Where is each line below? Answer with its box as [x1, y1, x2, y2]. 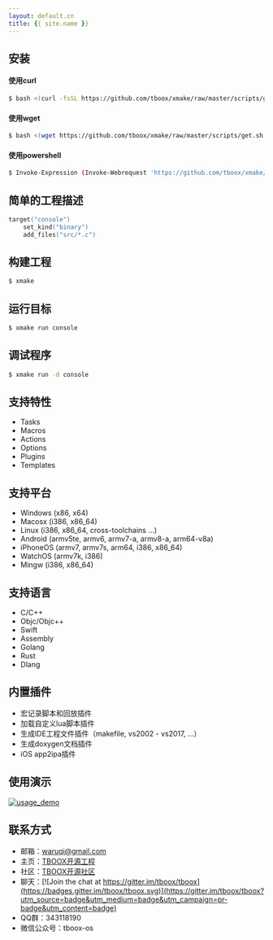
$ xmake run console [8, 324, 79, 332]
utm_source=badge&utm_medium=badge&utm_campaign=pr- [19, 894, 228, 904]
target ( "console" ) [8, 215, 71, 224]
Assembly [19, 634, 54, 644]
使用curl [8, 76, 37, 85]
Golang [19, 642, 45, 652]
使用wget [8, 113, 41, 123]
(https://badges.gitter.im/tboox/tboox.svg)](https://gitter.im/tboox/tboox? [19, 885, 265, 895]
